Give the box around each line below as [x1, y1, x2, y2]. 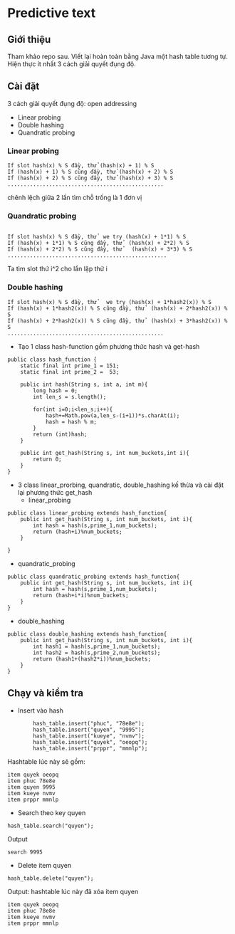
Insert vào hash [17, 706, 64, 715]
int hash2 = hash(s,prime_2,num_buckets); [33, 649, 161, 656]
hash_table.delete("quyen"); [7, 874, 94, 882]
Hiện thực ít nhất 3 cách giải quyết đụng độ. [7, 60, 137, 68]
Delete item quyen [17, 861, 72, 869]
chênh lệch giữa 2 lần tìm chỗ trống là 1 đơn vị [7, 194, 142, 202]
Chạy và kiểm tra [7, 687, 84, 699]
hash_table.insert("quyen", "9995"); [33, 726, 145, 733]
